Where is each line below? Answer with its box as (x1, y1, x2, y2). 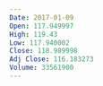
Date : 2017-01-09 (9, 13, 74, 22)
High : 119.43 (9, 30, 58, 39)
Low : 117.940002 (9, 38, 70, 47)
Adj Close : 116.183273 (9, 55, 94, 64)
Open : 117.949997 (9, 21, 74, 30)
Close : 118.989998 (9, 47, 78, 56)
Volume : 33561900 (9, 64, 74, 73)
